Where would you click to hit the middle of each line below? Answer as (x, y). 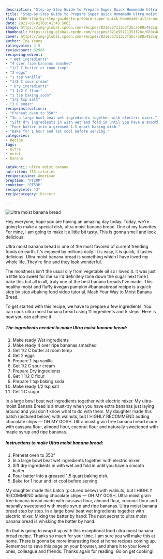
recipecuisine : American (30, 176)
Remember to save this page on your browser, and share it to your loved (77, 546)
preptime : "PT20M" (24, 181)
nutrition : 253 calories (30, 172)
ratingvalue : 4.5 (23, 46)
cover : (12, 37)
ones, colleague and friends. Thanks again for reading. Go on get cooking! (80, 551)
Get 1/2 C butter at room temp (42, 350)
